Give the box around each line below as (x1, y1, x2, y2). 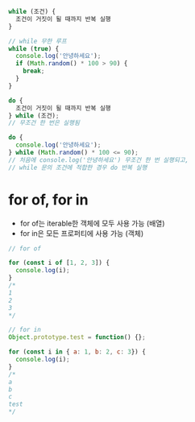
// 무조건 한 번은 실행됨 (8, 119, 81, 127)
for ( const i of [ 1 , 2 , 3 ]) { (8, 259, 110, 267)
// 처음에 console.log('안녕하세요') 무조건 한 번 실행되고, (8, 155, 189, 164)
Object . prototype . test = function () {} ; (8, 333, 147, 341)
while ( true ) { (8, 44, 60, 52)
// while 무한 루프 (8, 37, 67, 45)
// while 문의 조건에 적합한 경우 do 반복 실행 (8, 163, 147, 172)
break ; (23, 67, 45, 76)
